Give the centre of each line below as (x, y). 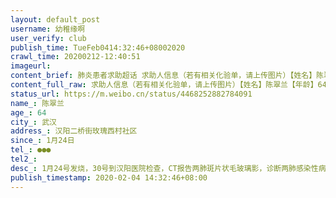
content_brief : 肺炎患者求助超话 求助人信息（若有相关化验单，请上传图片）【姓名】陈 (167, 76)
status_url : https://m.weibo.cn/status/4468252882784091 (131, 94)
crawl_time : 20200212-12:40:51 (75, 57)
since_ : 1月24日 (42, 141)
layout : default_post (55, 19)
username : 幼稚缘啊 (48, 29)
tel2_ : (24, 159)
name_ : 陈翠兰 (37, 103)
